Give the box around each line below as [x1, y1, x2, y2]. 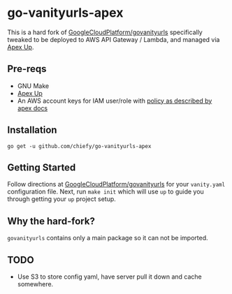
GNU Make [17, 82, 50, 90]
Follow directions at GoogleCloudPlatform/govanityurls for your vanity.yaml [7, 180, 226, 189]
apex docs [17, 103, 48, 112]
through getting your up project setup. [7, 195, 117, 203]
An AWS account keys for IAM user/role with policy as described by [17, 96, 212, 105]
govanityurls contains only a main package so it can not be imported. [7, 234, 208, 242]
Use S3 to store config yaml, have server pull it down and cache [17, 272, 203, 281]
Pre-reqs [7, 63, 47, 75]
